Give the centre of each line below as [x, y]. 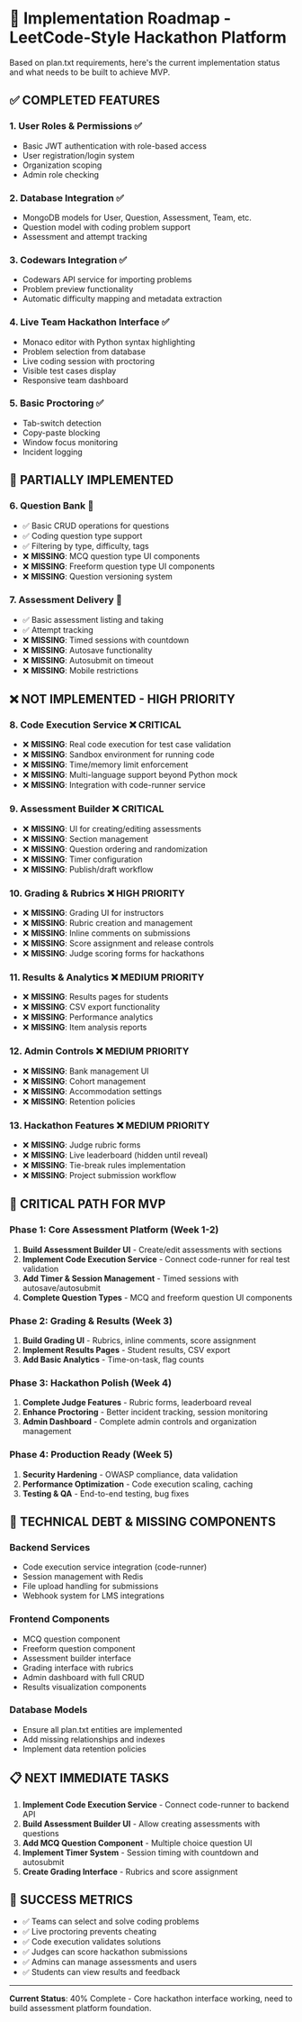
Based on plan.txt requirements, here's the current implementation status [145, 62]
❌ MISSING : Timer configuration [82, 859]
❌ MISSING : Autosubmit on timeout [88, 660]
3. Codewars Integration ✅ [68, 260]
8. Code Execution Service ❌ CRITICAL [95, 725]
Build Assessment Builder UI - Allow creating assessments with [141, 1824]
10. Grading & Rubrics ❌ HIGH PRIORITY [98, 893]
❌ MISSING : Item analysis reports [84, 1028]
